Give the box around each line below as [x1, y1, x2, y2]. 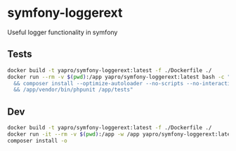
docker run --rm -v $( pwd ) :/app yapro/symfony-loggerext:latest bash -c [7, 73, 225, 80]
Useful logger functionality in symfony [7, 28, 118, 36]
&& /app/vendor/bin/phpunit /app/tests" [13, 86, 133, 94]
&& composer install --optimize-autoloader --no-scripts [13, 80, 184, 87]
